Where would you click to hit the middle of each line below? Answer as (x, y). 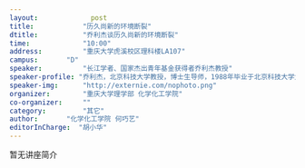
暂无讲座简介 (33, 154)
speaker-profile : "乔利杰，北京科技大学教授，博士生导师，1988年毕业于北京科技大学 (152, 77)
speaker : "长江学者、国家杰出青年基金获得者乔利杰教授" (121, 69)
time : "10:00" (60, 43)
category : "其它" (57, 111)
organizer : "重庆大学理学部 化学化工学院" (96, 94)
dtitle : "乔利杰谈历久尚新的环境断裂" (94, 35)
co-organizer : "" (50, 102)
